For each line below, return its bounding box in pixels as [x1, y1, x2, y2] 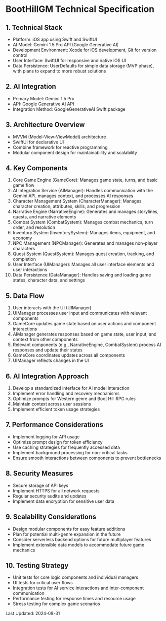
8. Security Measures [5, 469, 73, 478]
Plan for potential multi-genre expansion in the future [12, 531, 121, 537]
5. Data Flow [5, 291, 44, 300]
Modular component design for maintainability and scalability [12, 149, 137, 155]
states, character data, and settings [12, 277, 85, 283]
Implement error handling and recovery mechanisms [12, 391, 120, 397]
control [12, 52, 28, 58]
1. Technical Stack [5, 23, 63, 32]
